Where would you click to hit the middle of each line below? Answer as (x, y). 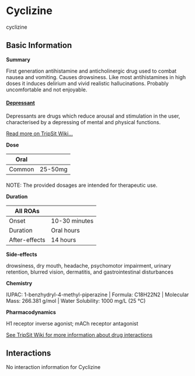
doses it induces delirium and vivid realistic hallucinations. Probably (88, 83)
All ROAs (27, 211)
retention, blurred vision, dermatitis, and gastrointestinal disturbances (90, 272)
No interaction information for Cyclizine (53, 367)
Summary (18, 59)
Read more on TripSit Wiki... (39, 134)
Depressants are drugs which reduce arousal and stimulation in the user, (93, 116)
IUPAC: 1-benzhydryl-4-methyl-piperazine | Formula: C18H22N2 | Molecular (97, 295)
